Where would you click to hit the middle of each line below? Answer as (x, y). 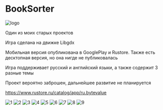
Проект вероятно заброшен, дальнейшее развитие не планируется (78, 83)
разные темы (19, 73)
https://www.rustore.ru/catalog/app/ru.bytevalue (56, 92)
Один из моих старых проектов (39, 32)
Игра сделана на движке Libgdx (40, 42)
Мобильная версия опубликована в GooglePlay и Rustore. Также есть (80, 52)
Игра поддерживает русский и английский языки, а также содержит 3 (81, 67)
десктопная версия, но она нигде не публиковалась (62, 58)
